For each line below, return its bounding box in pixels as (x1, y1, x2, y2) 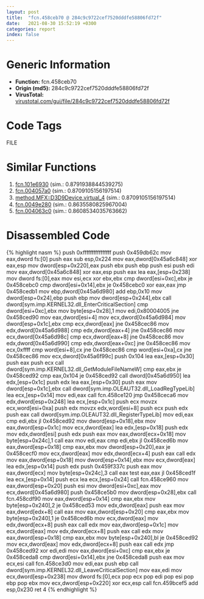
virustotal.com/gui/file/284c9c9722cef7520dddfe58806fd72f (15, 98, 170, 105)
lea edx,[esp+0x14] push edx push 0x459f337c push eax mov (6, 462, 163, 470)
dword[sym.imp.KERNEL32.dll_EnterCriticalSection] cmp (6, 300, 149, 308)
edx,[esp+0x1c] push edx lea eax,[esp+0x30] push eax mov (6, 378, 157, 386)
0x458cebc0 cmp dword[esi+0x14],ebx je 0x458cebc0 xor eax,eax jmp (6, 281, 187, 289)
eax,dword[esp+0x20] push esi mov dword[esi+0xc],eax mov (6, 482, 161, 489)
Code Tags (6, 119, 62, 133)
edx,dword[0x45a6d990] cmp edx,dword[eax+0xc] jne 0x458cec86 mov (6, 339, 191, 346)
